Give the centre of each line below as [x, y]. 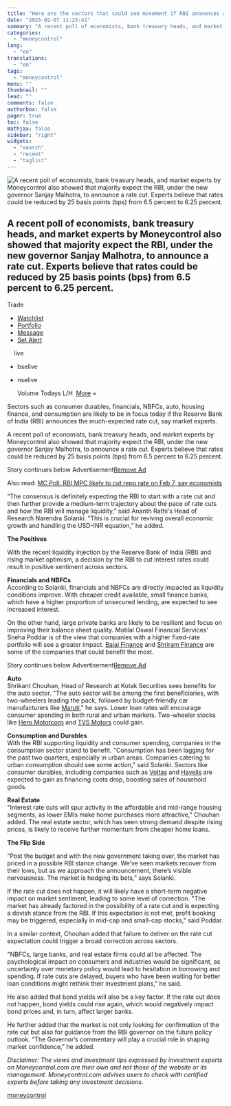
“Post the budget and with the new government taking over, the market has [113, 856]
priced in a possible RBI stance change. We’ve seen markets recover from [112, 863]
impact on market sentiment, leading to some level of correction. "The [106, 898]
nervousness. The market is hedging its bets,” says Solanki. [91, 878]
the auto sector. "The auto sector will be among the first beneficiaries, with [113, 693]
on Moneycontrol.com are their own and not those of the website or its [107, 1067]
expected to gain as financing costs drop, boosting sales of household [107, 779]
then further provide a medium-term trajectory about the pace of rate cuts [112, 503]
